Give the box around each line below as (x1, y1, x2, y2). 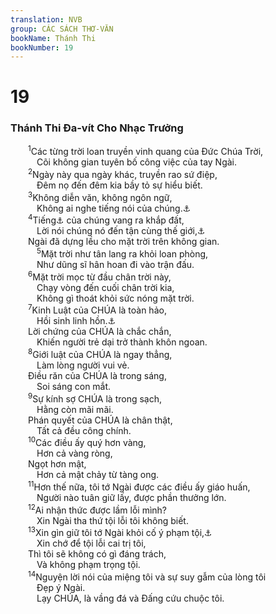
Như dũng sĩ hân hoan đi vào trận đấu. (36, 259, 195, 271)
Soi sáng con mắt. (36, 380, 112, 392)
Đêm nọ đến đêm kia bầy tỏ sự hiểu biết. (36, 179, 203, 191)
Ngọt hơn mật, (28, 458, 87, 470)
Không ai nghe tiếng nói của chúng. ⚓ (36, 202, 192, 214)
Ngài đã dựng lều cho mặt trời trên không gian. (28, 236, 220, 248)
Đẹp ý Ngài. (36, 581, 86, 593)
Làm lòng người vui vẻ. (36, 359, 130, 371)
